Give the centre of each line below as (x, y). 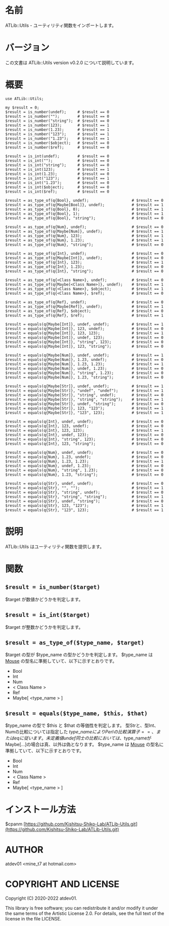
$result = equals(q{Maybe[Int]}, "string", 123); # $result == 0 (84, 342)
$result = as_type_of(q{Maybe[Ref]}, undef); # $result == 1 (84, 306)
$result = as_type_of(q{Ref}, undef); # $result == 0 (84, 302)
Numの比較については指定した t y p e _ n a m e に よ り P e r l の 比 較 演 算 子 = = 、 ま (83, 732)
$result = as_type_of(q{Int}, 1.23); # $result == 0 (84, 267)
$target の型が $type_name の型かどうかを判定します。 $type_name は (79, 655)
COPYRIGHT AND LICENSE (62, 884)
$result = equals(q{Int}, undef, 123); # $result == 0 (84, 435)
